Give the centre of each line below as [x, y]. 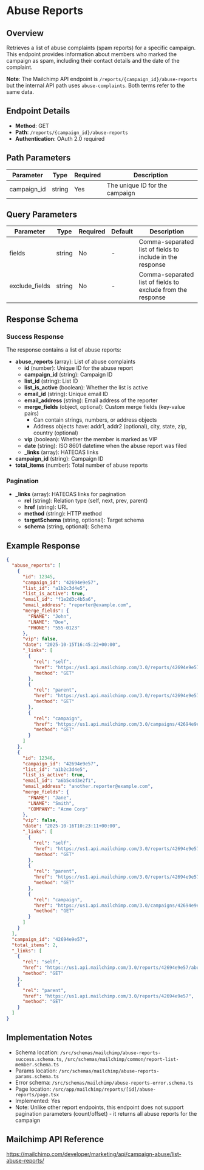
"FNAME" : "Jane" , [50, 798]
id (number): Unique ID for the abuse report [79, 368]
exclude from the [163, 290]
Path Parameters [39, 158]
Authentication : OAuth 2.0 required [60, 138]
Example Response [43, 546]
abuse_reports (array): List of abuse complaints [75, 362]
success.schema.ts [38, 1059]
